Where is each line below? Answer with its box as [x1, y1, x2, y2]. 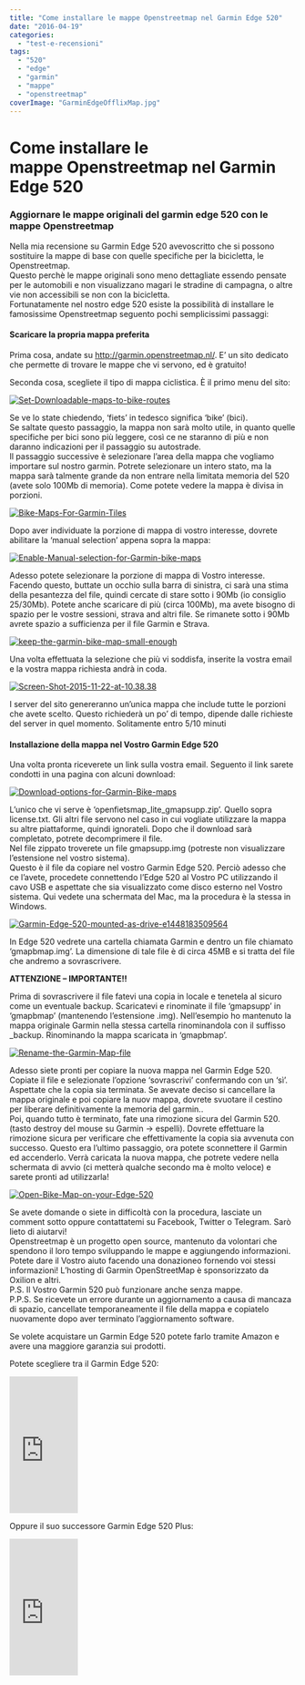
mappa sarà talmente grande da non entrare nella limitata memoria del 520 [9, 470, 290, 481]
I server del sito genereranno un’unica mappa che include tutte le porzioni [9, 699, 287, 710]
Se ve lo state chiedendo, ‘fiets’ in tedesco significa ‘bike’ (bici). [9, 412, 249, 424]
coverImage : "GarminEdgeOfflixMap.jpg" [9, 98, 161, 108]
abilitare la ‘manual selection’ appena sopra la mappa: [9, 535, 211, 546]
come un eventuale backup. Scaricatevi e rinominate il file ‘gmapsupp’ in [9, 1001, 281, 1012]
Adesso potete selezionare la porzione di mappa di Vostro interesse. [9, 570, 266, 581]
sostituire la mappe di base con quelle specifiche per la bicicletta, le [9, 250, 264, 261]
